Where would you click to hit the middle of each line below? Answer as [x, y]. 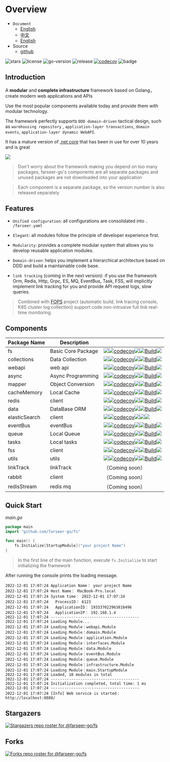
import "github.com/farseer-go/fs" [43, 532]
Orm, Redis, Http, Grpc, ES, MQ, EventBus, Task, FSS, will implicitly [83, 281]
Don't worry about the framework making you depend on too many [88, 166]
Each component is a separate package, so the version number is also [91, 187]
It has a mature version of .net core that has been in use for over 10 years [82, 141]
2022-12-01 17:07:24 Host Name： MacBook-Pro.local [61, 591]
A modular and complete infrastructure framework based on [70, 90]
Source [20, 46]
